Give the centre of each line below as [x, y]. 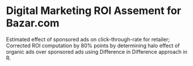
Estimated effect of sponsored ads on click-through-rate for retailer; [88, 39]
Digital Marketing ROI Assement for [94, 11]
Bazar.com [33, 23]
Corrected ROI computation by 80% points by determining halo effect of [93, 46]
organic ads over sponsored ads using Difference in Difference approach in [97, 51]
